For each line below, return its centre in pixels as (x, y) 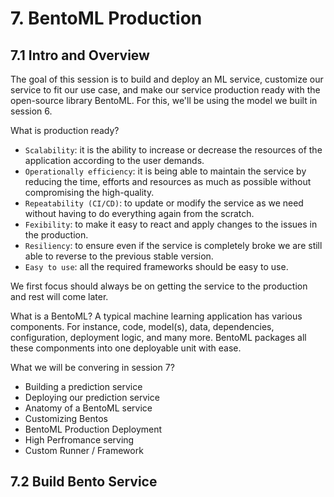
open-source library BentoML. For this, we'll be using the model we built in (164, 100)
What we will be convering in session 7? (92, 367)
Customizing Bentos (66, 418)
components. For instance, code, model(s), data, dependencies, (142, 326)
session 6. (31, 111)
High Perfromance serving (79, 440)
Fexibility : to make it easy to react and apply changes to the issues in (171, 224)
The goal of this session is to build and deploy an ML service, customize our (167, 79)
